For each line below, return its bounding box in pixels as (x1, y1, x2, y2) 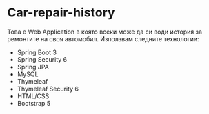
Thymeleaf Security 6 (17, 84, 79, 93)
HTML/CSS (17, 91, 50, 100)
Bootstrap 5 (17, 99, 51, 107)
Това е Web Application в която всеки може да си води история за (7, 27, 202, 36)
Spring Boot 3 (17, 48, 57, 56)
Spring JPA (17, 62, 50, 71)
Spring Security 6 (17, 55, 68, 63)
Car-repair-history (7, 5, 115, 21)
